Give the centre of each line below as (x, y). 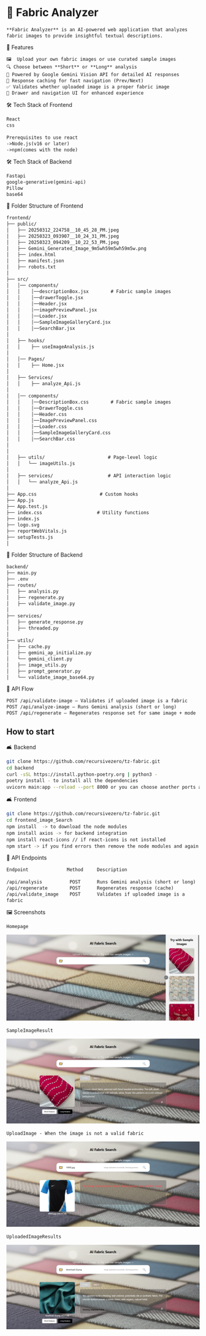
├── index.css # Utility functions (78, 512)
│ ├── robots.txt (31, 267)
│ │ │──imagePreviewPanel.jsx (52, 310)
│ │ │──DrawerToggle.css (45, 408)
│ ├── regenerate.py (35, 597)
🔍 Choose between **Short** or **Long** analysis (72, 67)
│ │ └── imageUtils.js (41, 463)
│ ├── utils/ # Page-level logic (82, 457)
